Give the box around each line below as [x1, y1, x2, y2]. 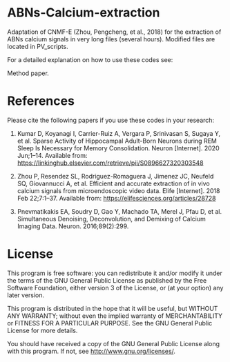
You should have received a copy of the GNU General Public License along [7, 339, 220, 348]
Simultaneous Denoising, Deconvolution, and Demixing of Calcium [17, 214, 206, 223]
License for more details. [7, 326, 78, 334]
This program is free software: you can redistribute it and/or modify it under [7, 269, 222, 277]
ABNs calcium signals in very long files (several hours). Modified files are [7, 34, 215, 43]
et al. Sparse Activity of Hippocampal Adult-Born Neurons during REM [17, 137, 218, 145]
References [7, 93, 75, 109]
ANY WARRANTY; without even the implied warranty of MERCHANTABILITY [7, 312, 223, 320]
